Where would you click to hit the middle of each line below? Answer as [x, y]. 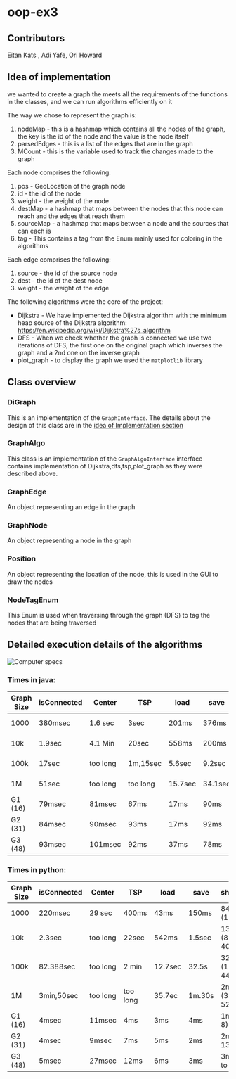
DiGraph [22, 402]
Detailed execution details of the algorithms [105, 645]
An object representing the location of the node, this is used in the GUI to [113, 574]
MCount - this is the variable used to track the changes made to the [115, 151]
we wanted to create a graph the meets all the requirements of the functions [118, 94]
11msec [103, 1021]
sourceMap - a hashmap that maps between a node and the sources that [123, 223]
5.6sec [180, 764]
